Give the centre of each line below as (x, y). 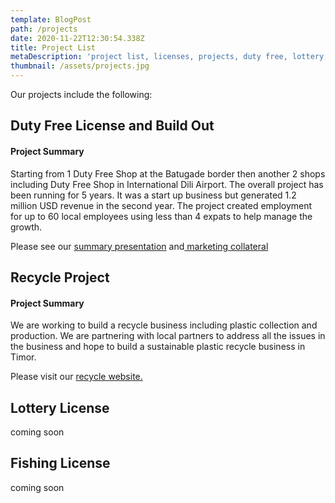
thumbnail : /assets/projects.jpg (80, 66)
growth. (26, 227)
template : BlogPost (51, 19)
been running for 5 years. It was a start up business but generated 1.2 (153, 195)
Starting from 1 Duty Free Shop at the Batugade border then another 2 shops (168, 173)
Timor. (23, 357)
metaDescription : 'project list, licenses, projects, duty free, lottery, (169, 57)
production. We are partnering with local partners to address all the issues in (168, 336)
